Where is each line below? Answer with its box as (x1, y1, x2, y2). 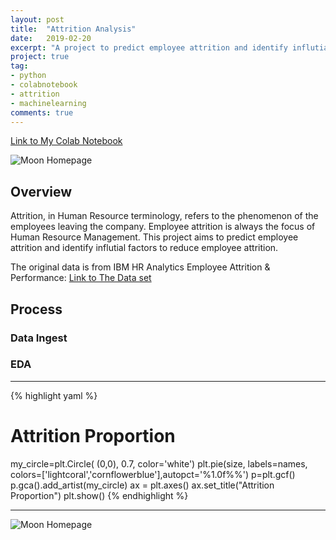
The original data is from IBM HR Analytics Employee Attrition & (10, 261, 271, 273)
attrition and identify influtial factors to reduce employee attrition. (10, 242, 279, 254)
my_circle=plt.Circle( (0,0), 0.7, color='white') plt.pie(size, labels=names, (10, 457, 308, 470)
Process (10, 301, 63, 318)
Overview (10, 183, 73, 200)
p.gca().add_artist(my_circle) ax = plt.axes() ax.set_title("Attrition (10, 479, 275, 491)
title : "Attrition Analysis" (10, 24, 137, 34)
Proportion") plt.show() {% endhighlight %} (10, 489, 189, 501)
